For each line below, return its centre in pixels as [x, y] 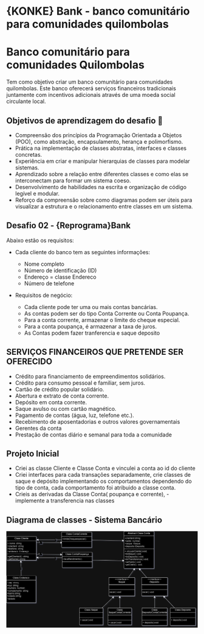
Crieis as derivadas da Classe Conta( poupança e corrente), [90, 494]
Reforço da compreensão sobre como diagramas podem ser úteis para [104, 200]
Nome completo [44, 264]
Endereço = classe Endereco [60, 277]
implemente [30, 500]
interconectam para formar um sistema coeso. [73, 180]
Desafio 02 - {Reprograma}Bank [69, 226]
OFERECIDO [29, 362]
